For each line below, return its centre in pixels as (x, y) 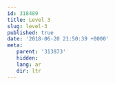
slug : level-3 (28, 26)
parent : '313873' (41, 52)
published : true (30, 33)
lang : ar (29, 64)
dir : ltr (29, 71)
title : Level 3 (29, 20)
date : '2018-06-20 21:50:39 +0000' (58, 39)
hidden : (27, 58)
